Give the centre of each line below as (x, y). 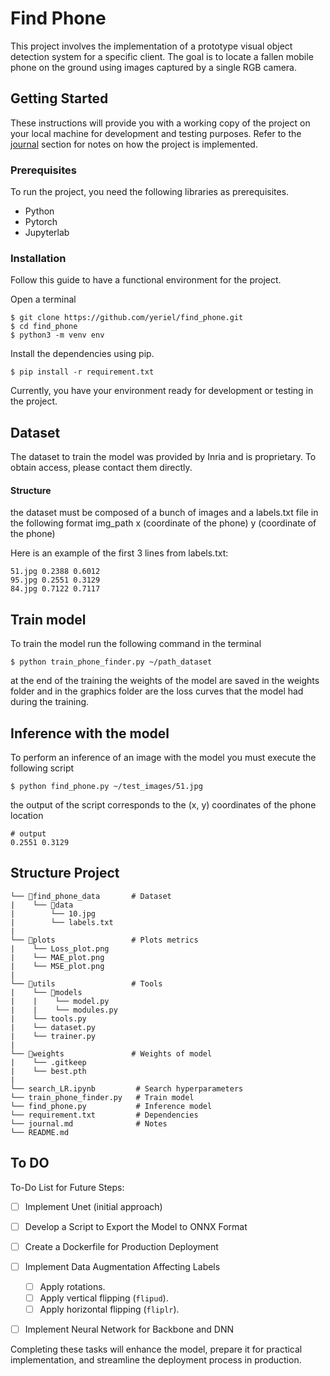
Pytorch (41, 222)
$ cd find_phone (44, 327)
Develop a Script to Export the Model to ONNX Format (136, 1226)
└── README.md (40, 1132)
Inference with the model (90, 733)
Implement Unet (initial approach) (93, 1206)
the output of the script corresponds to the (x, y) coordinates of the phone (163, 804)
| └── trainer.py (53, 1036)
